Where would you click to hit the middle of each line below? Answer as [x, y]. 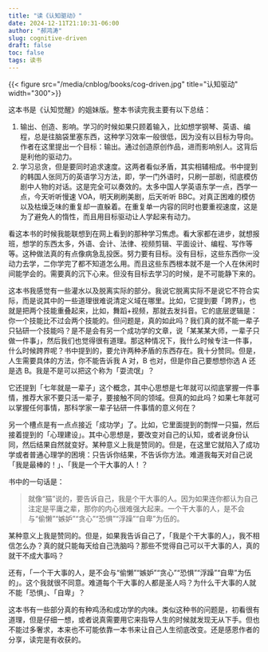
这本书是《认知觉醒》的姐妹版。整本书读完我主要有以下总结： [110, 110]
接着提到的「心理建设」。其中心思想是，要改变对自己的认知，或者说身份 [125, 434]
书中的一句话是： [36, 482]
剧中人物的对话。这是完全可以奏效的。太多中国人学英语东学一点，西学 [135, 186]
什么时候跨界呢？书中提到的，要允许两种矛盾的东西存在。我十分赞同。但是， [134, 350]
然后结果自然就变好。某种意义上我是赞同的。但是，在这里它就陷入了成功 [141, 444]
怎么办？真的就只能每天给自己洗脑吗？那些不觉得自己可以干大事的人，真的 [137, 546]
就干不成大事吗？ [36, 555]
